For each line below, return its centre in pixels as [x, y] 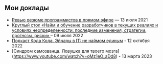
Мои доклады [27, 8]
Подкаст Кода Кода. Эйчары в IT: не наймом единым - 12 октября [81, 41]
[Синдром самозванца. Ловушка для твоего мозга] [65, 51]
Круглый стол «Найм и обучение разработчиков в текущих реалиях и [85, 25]
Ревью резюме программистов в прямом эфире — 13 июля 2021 [80, 20]
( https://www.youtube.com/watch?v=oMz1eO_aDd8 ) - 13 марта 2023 [82, 56]
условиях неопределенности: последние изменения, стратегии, [79, 30]
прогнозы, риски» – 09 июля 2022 [47, 35]
